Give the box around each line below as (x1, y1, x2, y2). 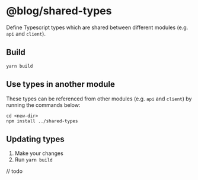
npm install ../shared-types (6, 118, 78, 124)
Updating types (6, 134, 65, 144)
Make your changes (14, 150, 63, 157)
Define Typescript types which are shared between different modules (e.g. (6, 24, 189, 31)
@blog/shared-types (6, 4, 112, 18)
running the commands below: (6, 101, 81, 108)
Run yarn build (14, 156, 53, 163)
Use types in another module (6, 79, 116, 90)
